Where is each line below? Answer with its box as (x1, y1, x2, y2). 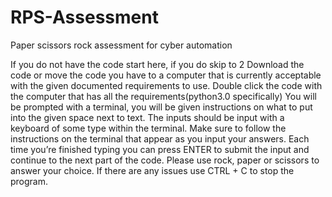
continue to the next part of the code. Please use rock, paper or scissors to (10, 154, 320, 166)
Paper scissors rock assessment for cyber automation (10, 39, 233, 51)
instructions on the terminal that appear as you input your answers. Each (10, 132, 310, 145)
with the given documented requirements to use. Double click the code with (10, 79, 323, 91)
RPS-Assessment (10, 6, 159, 29)
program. (10, 175, 49, 187)
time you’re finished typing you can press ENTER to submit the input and (10, 143, 310, 155)
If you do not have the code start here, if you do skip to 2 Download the (10, 58, 305, 70)
